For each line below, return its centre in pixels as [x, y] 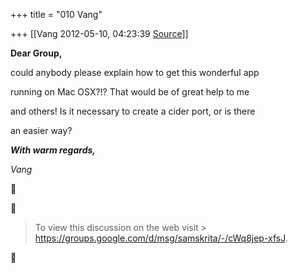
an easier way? [41, 130]
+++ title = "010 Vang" [56, 14]
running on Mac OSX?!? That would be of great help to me [130, 92]
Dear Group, [36, 53]
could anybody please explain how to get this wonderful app [135, 72]
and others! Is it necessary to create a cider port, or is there [133, 111]
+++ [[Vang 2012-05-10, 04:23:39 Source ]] [99, 33]
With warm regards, [53, 150]
